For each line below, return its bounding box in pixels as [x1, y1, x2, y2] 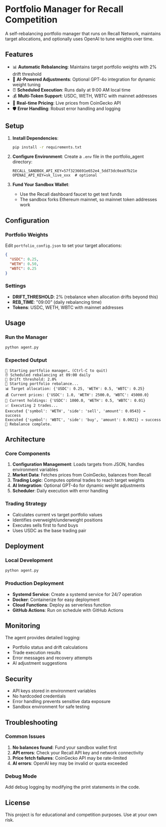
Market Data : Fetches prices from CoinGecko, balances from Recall [12, 472, 152, 478]
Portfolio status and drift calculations [12, 644, 88, 650]
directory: [12, 159, 33, 165]
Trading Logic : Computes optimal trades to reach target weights [12, 477, 145, 483]
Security [5, 675, 32, 683]
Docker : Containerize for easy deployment [12, 596, 100, 602]
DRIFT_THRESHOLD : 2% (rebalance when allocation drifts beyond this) [12, 294, 158, 300]
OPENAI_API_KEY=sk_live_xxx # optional [12, 173, 97, 178]
